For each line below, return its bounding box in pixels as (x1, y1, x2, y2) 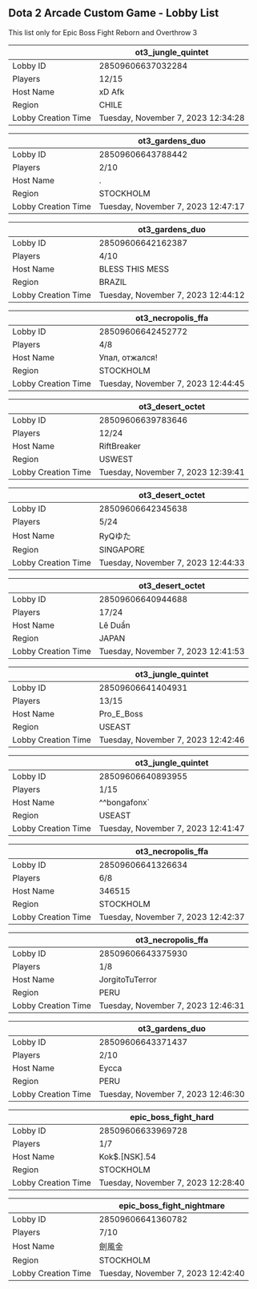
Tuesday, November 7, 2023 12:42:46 (98, 734, 246, 745)
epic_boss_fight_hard (129, 1111, 215, 1122)
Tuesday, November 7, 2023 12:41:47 (98, 822, 246, 833)
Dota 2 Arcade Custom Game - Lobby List (8, 6, 219, 20)
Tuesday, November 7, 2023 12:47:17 (98, 200, 246, 211)
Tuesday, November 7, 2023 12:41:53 (98, 645, 246, 657)
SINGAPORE (98, 544, 146, 555)
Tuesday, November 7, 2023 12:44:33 (98, 556, 246, 568)
